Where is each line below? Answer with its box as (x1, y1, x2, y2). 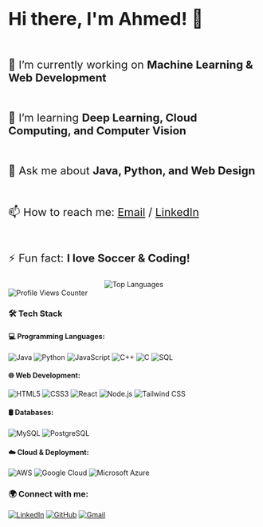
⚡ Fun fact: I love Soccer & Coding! (8, 250, 190, 265)
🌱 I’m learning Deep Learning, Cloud (8, 110, 198, 125)
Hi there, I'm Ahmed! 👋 (8, 7, 204, 30)
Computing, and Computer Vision (8, 123, 186, 138)
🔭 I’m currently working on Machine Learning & (8, 58, 253, 71)
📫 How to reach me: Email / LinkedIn (8, 205, 199, 219)
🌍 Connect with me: (8, 489, 89, 500)
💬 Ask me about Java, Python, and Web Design (8, 163, 256, 178)
